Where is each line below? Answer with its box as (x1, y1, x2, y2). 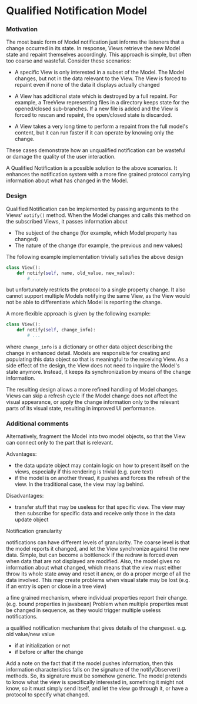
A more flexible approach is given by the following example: (6, 310, 151, 317)
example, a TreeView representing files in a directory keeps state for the (14, 99, 189, 106)
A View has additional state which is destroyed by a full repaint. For (14, 93, 178, 100)
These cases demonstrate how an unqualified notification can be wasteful (6, 147, 186, 154)
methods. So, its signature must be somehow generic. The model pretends (6, 672, 187, 679)
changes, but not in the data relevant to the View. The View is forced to (14, 75, 187, 82)
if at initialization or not (14, 642, 71, 649)
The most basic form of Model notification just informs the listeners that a (6, 38, 184, 45)
